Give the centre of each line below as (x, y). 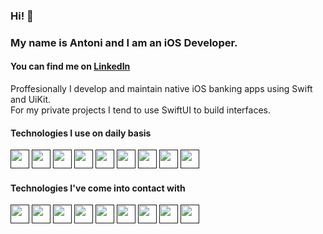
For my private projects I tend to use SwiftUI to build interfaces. (141, 110)
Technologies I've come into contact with (98, 188)
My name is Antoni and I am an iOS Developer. (124, 42)
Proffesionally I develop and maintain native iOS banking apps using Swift (161, 89)
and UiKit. (31, 100)
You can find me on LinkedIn (70, 66)
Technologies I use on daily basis (81, 133)
